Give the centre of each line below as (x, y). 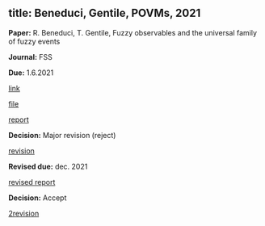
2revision (24, 213)
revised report (32, 182)
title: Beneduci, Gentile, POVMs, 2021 (105, 13)
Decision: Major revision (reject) (62, 135)
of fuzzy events (34, 41)
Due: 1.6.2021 (31, 73)
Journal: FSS (30, 56)
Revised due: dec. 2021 (48, 166)
